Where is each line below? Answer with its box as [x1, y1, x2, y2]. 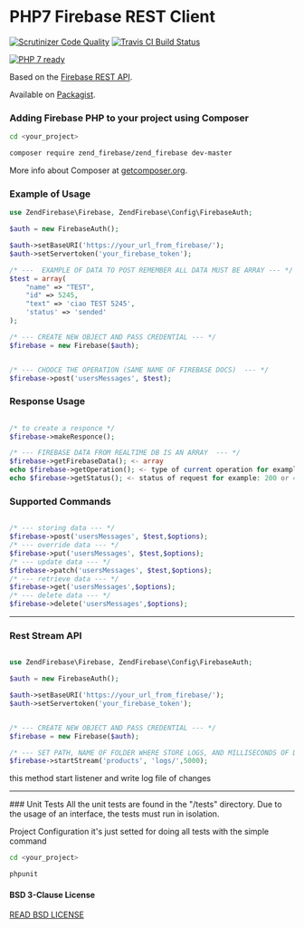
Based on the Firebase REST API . [9, 71, 133, 82]
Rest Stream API [9, 629, 82, 642]
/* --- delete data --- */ [9, 591, 111, 600]
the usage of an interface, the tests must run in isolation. [9, 808, 220, 819]
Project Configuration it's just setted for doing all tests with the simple [9, 826, 270, 837]
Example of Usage [9, 188, 91, 200]
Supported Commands [9, 495, 111, 507]
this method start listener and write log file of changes [9, 773, 211, 784]
